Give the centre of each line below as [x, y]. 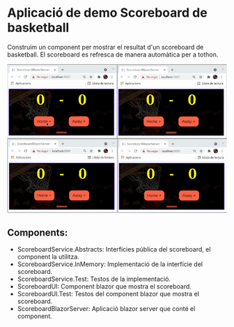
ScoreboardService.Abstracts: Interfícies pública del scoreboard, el [114, 249]
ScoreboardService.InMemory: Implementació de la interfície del [110, 264]
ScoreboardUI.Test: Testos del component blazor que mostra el [108, 294]
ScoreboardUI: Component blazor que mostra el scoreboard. [104, 286]
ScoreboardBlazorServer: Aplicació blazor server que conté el [106, 309]
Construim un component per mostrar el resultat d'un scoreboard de [106, 47]
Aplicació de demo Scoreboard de [107, 13]
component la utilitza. [48, 257]
